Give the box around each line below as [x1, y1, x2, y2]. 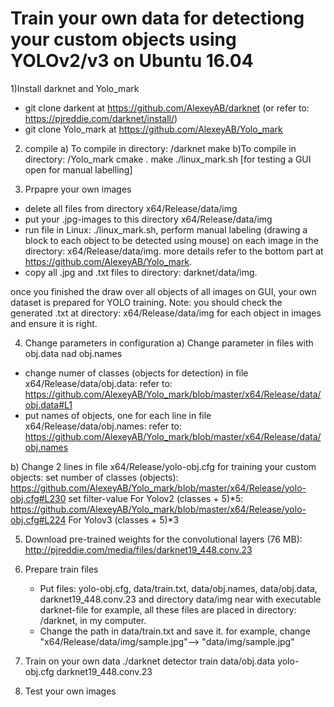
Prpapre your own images [24, 183, 132, 195]
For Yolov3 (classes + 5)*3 [68, 513, 180, 526]
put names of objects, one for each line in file [24, 409, 212, 421]
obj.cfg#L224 [10, 513, 67, 526]
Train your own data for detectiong [10, 7, 305, 30]
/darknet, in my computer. [39, 614, 147, 626]
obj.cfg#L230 [10, 492, 67, 504]
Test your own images [24, 685, 117, 697]
